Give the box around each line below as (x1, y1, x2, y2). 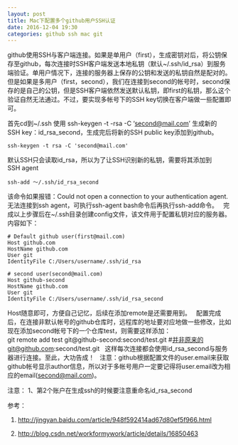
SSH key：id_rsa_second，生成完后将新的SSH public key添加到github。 (7, 128, 218, 137)
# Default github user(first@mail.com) (7, 233, 126, 241)
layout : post (7, 10, 46, 18)
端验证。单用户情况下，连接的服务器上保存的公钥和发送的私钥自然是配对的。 (7, 68, 232, 77)
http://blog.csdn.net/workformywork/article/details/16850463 (17, 429, 199, 438)
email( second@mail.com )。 (19, 371, 101, 379)
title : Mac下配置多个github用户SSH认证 (7, 17, 116, 24)
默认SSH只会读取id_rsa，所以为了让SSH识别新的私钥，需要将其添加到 (7, 156, 212, 164)
